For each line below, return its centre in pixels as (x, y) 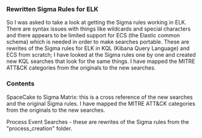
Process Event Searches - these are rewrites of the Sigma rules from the (98, 122)
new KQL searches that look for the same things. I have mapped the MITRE (101, 61)
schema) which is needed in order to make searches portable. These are (98, 42)
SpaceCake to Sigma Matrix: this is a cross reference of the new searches (99, 97)
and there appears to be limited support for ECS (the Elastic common (93, 35)
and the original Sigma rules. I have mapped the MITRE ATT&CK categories (101, 103)
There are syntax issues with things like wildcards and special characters (99, 29)
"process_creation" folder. (39, 128)
